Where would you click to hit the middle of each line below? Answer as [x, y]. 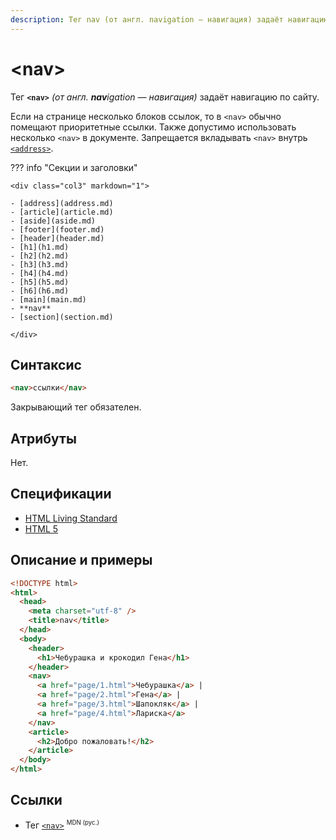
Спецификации [61, 494]
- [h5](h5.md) [40, 282]
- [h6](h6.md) [40, 291]
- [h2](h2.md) [40, 256]
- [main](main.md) [48, 299]
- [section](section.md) [62, 317]
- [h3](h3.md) [40, 264]
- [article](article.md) [62, 212]
